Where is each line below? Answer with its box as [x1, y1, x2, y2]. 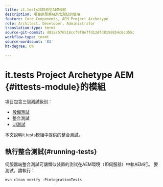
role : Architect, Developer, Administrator [5, 21, 95, 26]
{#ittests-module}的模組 [5, 81, 106, 93]
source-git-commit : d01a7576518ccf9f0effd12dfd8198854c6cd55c [5, 30, 135, 35]
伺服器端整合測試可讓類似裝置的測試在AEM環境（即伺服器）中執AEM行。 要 [5, 161, 158, 167]
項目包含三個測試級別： [5, 98, 52, 104]
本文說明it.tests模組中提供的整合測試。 [5, 131, 83, 138]
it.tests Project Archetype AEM [5, 69, 134, 80]
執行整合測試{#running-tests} [5, 147, 97, 156]
